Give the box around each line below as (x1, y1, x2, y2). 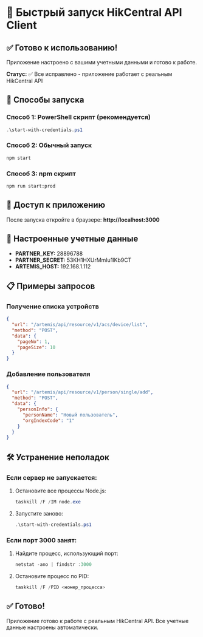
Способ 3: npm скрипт (6, 169, 76, 178)
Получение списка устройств (6, 302, 99, 310)
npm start (6, 155, 32, 161)
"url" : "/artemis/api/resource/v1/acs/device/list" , (12, 322, 148, 328)
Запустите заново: (15, 509, 64, 517)
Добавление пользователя (6, 370, 91, 378)
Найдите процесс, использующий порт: (15, 550, 119, 557)
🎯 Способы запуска (6, 95, 84, 105)
